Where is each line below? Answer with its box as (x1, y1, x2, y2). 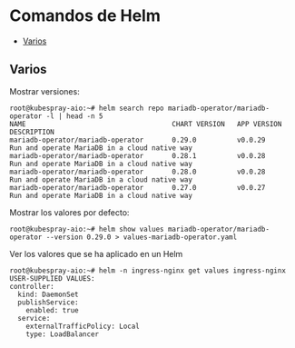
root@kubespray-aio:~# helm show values (9, 224, 165, 234)
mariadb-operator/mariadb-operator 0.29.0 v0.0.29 (9, 135, 266, 144)
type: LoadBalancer (25, 329, 100, 339)
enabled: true (25, 305, 79, 314)
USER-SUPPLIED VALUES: (9, 273, 95, 283)
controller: (9, 282, 54, 291)
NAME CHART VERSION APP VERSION (9, 119, 282, 128)
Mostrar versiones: (9, 85, 80, 96)
